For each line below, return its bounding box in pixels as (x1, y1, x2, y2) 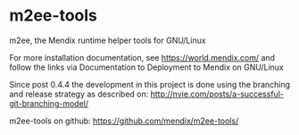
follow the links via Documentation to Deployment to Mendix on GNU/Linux (9, 62, 284, 72)
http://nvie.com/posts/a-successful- (150, 89, 284, 99)
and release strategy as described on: (9, 89, 149, 99)
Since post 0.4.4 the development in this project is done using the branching (9, 79, 291, 89)
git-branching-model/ (9, 97, 89, 108)
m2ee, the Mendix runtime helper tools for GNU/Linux (9, 35, 207, 46)
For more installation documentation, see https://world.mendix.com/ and (9, 52, 275, 63)
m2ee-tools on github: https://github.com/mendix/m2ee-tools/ (9, 115, 239, 126)
